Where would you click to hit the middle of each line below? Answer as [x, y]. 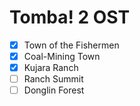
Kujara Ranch [51, 68]
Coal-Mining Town [62, 56]
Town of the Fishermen [71, 45]
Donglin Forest [54, 90]
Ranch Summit [53, 79]
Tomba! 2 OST [70, 17]
